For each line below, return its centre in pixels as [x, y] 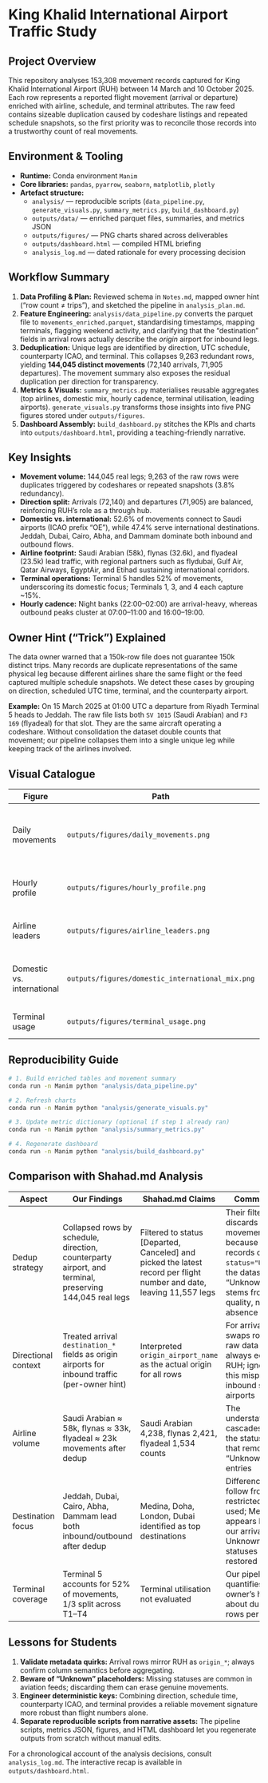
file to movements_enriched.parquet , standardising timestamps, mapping [137, 322]
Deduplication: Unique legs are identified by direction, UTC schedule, [134, 347]
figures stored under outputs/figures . [82, 415]
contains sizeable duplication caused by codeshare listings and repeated [128, 114]
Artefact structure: [52, 193]
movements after [94, 1448]
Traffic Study [53, 32]
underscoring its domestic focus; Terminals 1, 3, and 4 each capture [132, 587]
